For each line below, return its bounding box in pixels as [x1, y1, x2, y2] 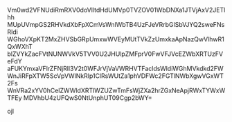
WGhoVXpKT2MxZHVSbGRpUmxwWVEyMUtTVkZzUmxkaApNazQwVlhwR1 [7, 35, 225, 43]
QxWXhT [7, 43, 33, 50]
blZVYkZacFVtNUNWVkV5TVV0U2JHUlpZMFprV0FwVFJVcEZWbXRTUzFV [7, 50, 224, 58]
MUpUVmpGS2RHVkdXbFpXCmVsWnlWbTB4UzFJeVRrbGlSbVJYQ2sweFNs [7, 21, 225, 28]
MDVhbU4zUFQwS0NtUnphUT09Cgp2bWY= [23, 94, 152, 102]
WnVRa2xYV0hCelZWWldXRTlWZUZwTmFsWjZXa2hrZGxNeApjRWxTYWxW [7, 86, 226, 94]
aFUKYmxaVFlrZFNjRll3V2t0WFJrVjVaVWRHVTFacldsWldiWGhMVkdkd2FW [7, 65, 224, 72]
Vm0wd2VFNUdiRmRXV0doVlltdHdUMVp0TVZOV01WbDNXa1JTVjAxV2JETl [7, 6, 226, 14]
